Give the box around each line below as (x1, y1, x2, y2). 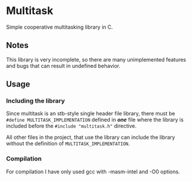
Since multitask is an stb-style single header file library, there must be (6, 110, 175, 117)
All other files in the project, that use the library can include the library (6, 134, 175, 141)
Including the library (6, 97, 65, 105)
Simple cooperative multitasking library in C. (6, 23, 113, 30)
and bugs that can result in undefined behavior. (6, 62, 120, 69)
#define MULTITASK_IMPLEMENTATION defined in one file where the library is (6, 116, 184, 124)
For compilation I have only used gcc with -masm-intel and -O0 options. (6, 168, 180, 175)
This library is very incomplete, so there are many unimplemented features (6, 56, 186, 63)
